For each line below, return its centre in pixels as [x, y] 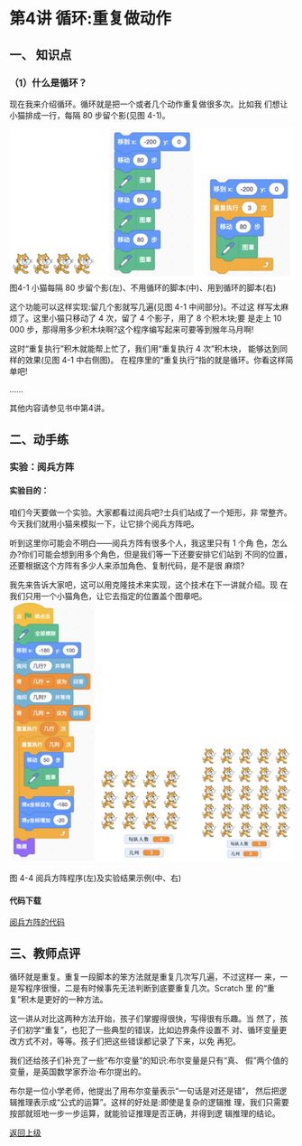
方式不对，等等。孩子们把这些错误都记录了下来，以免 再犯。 [128, 1041]
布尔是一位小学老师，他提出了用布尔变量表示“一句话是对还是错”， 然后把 [144, 1091]
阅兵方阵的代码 [37, 922]
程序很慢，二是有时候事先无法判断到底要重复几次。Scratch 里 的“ [146, 988]
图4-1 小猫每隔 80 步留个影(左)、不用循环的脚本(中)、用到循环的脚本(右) [143, 288]
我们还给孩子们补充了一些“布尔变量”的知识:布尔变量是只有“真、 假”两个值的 [149, 1061]
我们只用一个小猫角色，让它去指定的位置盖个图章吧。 [108, 596]
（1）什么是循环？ [48, 82]
